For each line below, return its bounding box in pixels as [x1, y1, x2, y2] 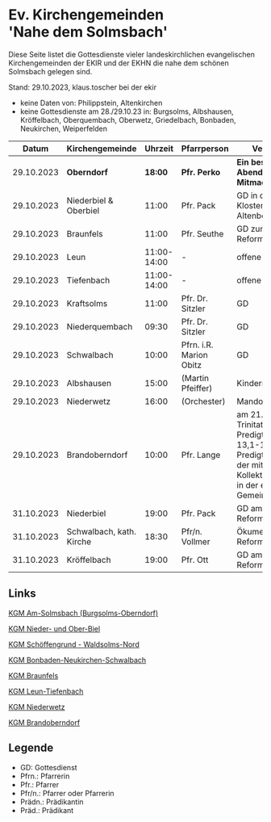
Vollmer [181, 535, 211, 547]
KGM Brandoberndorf [8, 717, 81, 728]
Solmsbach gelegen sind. [8, 66, 93, 76]
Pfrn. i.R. [181, 339, 214, 350]
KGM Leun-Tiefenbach [8, 686, 84, 696]
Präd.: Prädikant [19, 805, 74, 815]
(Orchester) [181, 396, 226, 407]
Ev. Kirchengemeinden [8, 6, 164, 24]
